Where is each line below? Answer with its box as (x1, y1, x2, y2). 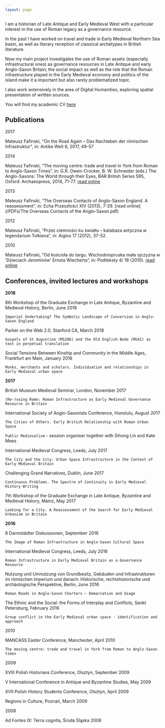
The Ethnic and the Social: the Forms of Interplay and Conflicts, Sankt (5, 600, 146, 606)
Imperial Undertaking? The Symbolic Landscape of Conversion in (5, 314, 140, 319)
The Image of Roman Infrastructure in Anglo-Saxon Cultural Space (5, 540, 144, 545)
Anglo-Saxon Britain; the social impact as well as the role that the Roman (5, 66, 153, 72)
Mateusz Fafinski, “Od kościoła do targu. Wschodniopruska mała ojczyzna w (5, 252, 161, 258)
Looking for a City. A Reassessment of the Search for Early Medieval (5, 508, 153, 513)
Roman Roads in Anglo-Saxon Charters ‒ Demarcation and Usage (5, 591, 135, 596)
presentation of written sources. (5, 92, 70, 98)
